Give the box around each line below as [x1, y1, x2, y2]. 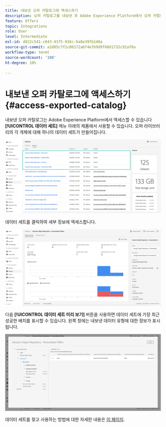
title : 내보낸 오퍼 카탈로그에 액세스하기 [5, 8, 78, 13]
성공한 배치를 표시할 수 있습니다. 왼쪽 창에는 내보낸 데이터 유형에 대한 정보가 [5, 318, 152, 323]
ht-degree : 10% [5, 60, 37, 65]
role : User [5, 29, 28, 34]
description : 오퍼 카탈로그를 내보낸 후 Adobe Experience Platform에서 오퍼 [5, 13, 151, 18]
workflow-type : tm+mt [5, 50, 50, 54]
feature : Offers [5, 18, 39, 23]
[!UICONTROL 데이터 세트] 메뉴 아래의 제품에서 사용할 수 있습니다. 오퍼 [5, 123, 143, 129]
